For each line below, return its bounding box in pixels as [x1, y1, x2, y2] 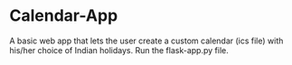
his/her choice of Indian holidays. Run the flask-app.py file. [9, 44, 229, 55]
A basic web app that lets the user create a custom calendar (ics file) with [9, 35, 284, 46]
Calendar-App [9, 5, 118, 26]
